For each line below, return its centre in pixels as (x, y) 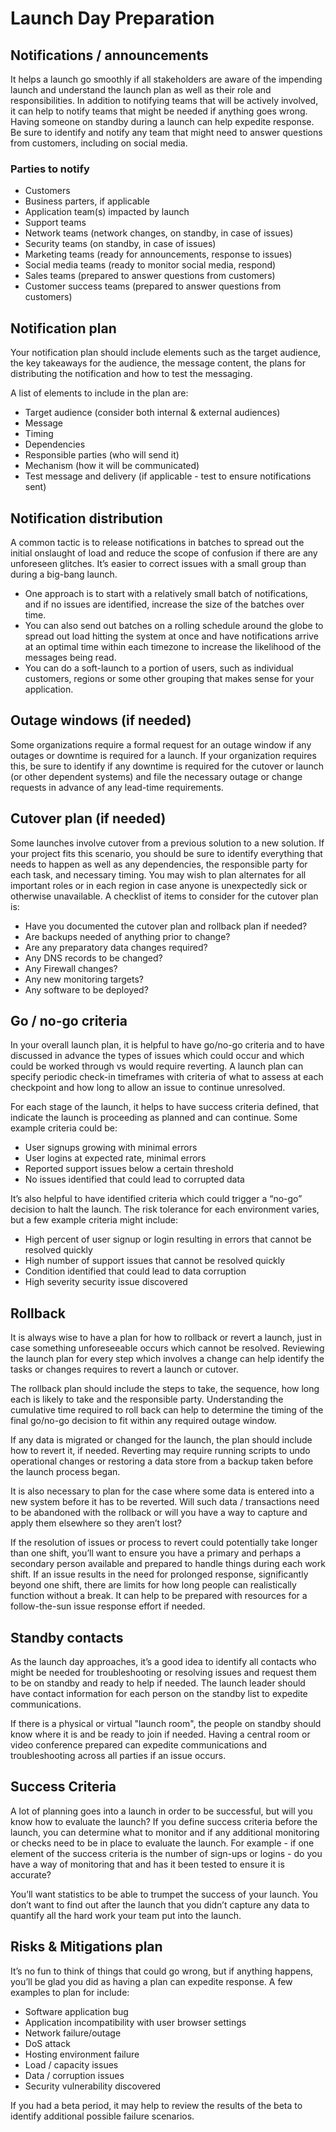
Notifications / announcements (109, 55)
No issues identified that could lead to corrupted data (134, 1179)
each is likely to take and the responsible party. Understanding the (147, 1399)
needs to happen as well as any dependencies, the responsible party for (159, 864)
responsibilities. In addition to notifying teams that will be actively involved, (164, 100)
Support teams (55, 223)
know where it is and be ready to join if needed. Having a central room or (160, 1734)
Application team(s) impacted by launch (107, 212)
